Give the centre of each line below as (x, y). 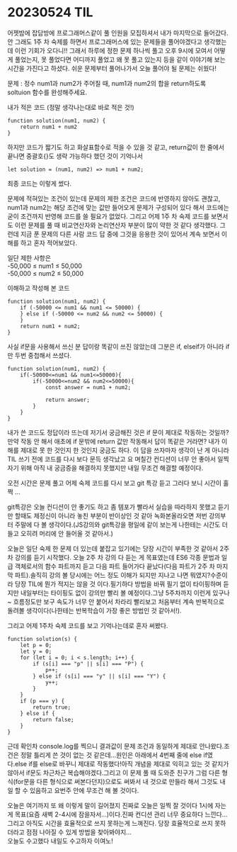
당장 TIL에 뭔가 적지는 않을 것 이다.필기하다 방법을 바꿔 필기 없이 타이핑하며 (118, 584)
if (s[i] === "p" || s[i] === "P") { (88, 663)
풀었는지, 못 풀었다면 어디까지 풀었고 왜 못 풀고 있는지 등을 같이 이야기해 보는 (120, 59)
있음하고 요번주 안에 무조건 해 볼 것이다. (84, 790)
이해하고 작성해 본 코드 (39, 288)
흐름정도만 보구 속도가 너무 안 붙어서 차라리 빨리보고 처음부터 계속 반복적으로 (119, 601)
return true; (52, 707)
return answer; (68, 400)
